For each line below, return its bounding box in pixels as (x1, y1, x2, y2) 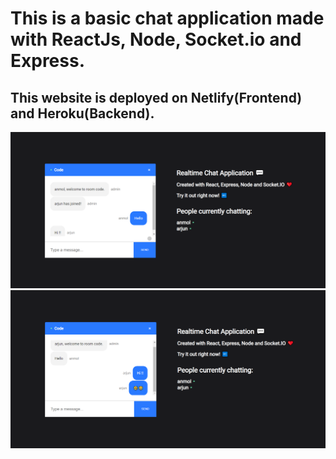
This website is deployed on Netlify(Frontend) (10, 89, 303, 106)
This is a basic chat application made (10, 7, 325, 30)
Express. (10, 50, 86, 72)
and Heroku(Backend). (10, 105, 155, 122)
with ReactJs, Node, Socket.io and (10, 28, 302, 51)
